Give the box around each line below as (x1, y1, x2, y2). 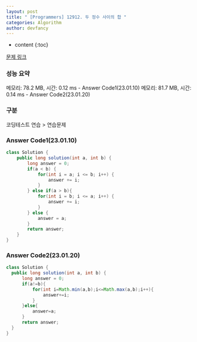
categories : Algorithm (6, 19, 62, 25)
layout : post (6, 8, 38, 15)
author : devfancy (6, 25, 49, 31)
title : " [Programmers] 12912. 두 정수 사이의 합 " (6, 14, 127, 20)
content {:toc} (14, 41, 49, 48)
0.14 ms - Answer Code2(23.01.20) (6, 91, 91, 98)
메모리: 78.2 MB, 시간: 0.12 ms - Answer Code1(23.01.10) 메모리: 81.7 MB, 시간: (6, 84, 192, 91)
